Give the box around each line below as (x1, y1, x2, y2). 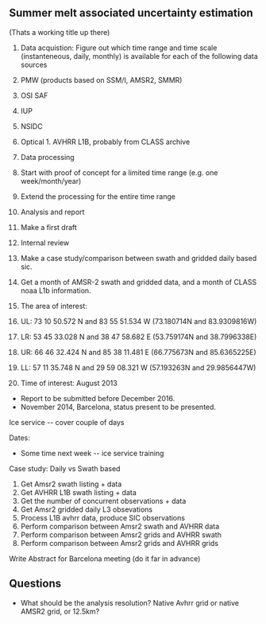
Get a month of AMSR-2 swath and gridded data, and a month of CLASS (20, 277, 257, 287)
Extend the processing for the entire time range (20, 191, 175, 201)
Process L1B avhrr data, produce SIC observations (20, 513, 186, 522)
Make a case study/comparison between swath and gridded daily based (20, 253, 257, 263)
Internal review (20, 238, 70, 248)
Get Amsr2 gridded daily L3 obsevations (20, 505, 153, 514)
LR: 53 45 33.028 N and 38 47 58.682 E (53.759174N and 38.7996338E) (20, 332, 257, 341)
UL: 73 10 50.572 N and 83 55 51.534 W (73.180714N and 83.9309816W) (20, 316, 257, 326)
